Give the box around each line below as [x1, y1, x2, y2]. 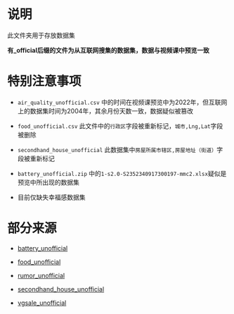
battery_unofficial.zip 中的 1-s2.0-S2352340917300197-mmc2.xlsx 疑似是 [17, 169, 227, 177]
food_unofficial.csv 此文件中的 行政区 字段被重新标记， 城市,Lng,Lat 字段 [17, 121, 223, 130]
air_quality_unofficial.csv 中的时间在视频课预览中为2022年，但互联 [17, 98, 221, 106]
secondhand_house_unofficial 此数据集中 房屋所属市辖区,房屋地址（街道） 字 [17, 145, 223, 153]
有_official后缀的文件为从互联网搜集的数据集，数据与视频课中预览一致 [7, 46, 209, 54]
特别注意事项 [7, 73, 82, 89]
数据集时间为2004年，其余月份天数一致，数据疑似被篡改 [30, 106, 194, 115]
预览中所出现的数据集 [17, 177, 79, 187]
